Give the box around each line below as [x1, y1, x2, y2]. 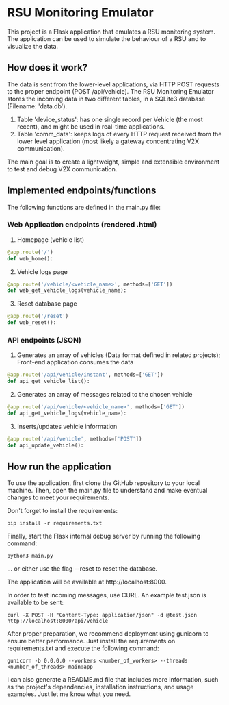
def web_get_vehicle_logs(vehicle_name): [7, 287, 127, 294]
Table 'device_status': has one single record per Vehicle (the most [16, 115, 203, 123]
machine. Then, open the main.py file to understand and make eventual [7, 486, 208, 495]
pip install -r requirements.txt [7, 520, 103, 527]
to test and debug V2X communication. [7, 164, 118, 173]
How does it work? [7, 62, 88, 73]
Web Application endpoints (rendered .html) [7, 220, 157, 230]
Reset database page [16, 299, 77, 308]
